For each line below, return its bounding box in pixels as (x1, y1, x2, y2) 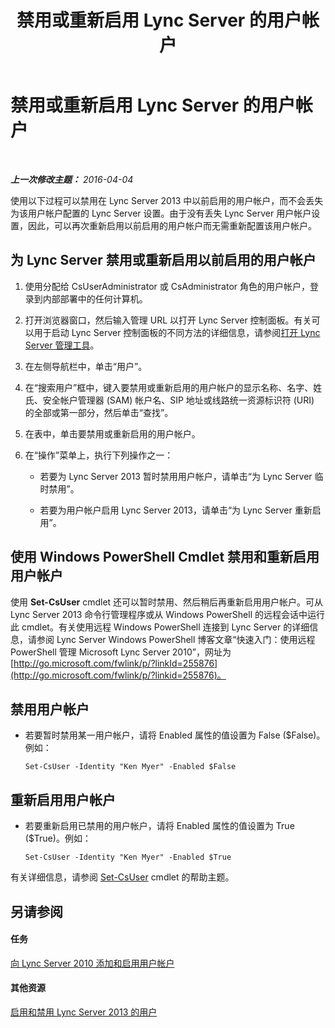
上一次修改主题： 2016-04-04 (10, 173, 134, 185)
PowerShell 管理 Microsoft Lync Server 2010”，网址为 (10, 646, 232, 658)
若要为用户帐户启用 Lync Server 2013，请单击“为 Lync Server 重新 (39, 504, 313, 516)
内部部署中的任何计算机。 (42, 292, 148, 305)
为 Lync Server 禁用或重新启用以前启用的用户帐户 (10, 252, 317, 269)
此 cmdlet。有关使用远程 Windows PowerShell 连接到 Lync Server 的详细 (10, 621, 310, 633)
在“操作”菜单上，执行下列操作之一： (24, 449, 174, 461)
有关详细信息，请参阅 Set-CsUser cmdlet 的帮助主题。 (10, 871, 235, 883)
